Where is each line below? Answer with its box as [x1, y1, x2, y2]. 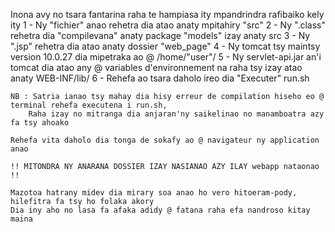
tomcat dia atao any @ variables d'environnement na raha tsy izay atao [10, 62, 303, 73]
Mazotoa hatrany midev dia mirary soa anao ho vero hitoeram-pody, [10, 188, 298, 198]
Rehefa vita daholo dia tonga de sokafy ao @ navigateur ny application [10, 135, 320, 145]
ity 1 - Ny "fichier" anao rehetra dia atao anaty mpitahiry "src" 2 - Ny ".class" [10, 19, 326, 31]
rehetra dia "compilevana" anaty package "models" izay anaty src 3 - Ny [10, 30, 311, 41]
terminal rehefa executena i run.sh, [10, 100, 168, 110]
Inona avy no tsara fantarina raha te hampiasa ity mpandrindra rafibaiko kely [10, 9, 325, 20]
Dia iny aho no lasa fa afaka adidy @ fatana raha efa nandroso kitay [10, 205, 311, 215]
